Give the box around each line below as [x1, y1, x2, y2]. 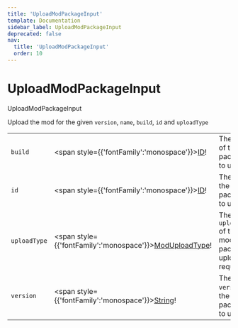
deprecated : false [7, 30, 62, 38]
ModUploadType [154, 240, 210, 250]
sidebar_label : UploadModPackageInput [7, 23, 122, 31]
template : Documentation [7, 17, 81, 24]
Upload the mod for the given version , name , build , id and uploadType [7, 118, 209, 126]
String [154, 295, 175, 305]
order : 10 [13, 50, 42, 58]
